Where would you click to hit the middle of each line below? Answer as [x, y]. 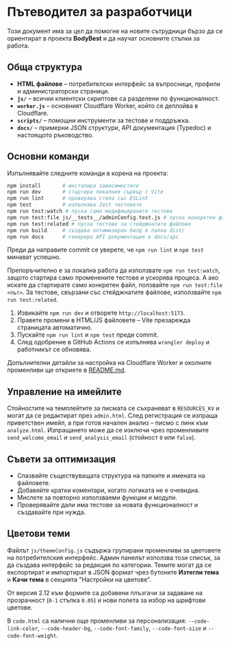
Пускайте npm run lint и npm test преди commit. [88, 335]
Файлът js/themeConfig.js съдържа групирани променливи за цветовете [114, 550]
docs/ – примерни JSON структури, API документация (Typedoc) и [114, 127]
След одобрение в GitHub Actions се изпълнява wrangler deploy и [113, 342]
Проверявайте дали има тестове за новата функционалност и [107, 505]
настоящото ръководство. [55, 135]
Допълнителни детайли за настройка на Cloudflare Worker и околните [110, 363]
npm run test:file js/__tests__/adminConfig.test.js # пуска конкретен [111, 217]
